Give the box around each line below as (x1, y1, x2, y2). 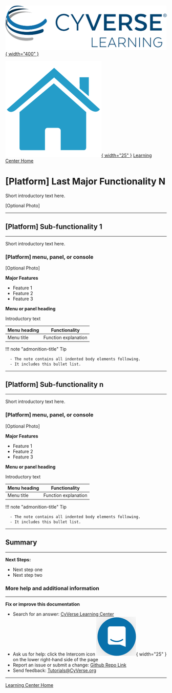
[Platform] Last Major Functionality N (5, 176, 166, 187)
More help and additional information (5, 584, 100, 592)
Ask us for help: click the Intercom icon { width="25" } (12, 651, 167, 657)
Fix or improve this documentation (5, 601, 80, 607)
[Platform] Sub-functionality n (5, 380, 104, 389)
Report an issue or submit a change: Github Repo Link (12, 662, 126, 668)
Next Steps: (5, 556, 31, 562)
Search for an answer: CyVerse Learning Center (12, 611, 114, 617)
